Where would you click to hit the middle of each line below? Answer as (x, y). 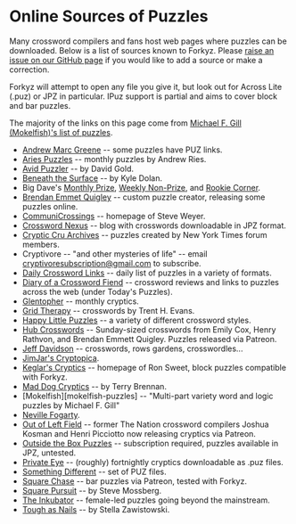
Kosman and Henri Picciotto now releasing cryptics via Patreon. (139, 433)
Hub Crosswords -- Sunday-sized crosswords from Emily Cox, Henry (149, 329)
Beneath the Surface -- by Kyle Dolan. (92, 178)
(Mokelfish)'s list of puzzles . (61, 132)
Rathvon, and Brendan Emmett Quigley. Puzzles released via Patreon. (149, 339)
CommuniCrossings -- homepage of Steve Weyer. (114, 216)
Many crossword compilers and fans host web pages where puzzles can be (148, 41)
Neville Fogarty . (51, 414)
